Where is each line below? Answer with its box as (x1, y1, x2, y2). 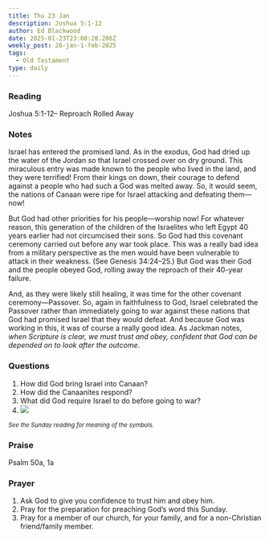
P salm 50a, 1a (8, 457, 55, 467)
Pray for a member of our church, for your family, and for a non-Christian (19, 513, 262, 523)
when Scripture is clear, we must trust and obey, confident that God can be (8, 332, 259, 341)
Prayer (8, 477, 35, 488)
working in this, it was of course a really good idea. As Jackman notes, (8, 323, 243, 333)
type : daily (8, 64, 48, 72)
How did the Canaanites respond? (19, 387, 132, 397)
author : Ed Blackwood (8, 27, 81, 35)
